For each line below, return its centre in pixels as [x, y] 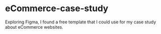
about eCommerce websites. [34, 27]
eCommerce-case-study [57, 8]
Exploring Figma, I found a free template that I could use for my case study [80, 22]
